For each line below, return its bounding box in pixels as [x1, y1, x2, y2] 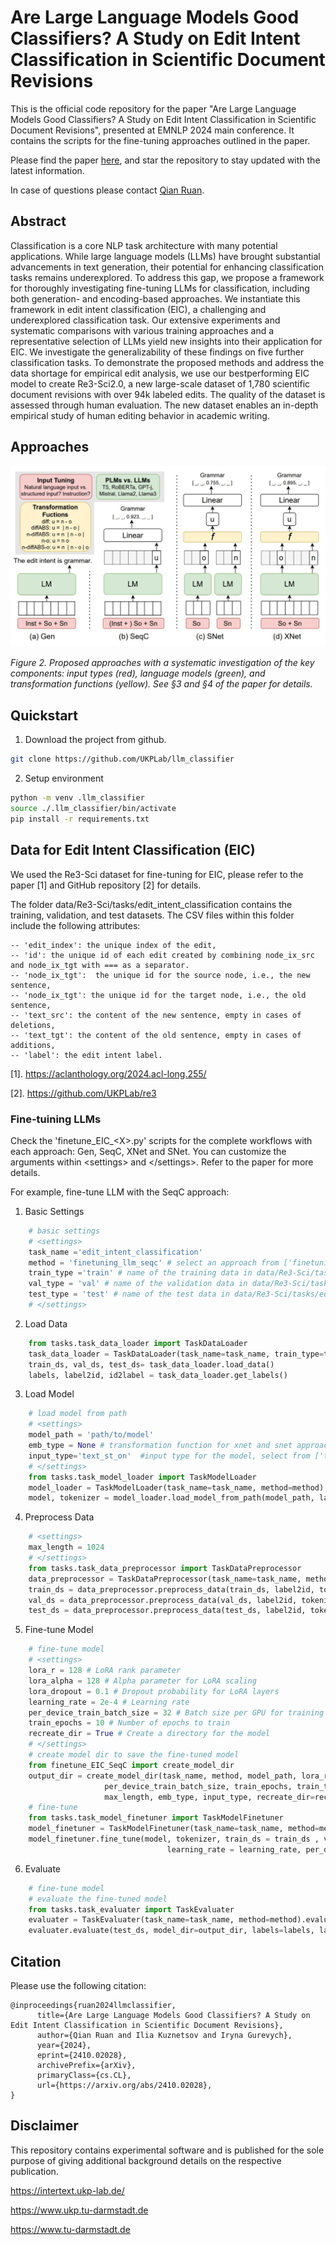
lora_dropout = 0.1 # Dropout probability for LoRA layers [28, 1686, 280, 1696]
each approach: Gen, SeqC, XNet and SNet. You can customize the [10, 1145, 287, 1157]
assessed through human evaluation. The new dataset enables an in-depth [10, 399, 319, 411]
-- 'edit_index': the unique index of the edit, [10, 940, 217, 950]
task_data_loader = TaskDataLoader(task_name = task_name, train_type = [28, 1349, 325, 1359]
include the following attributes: [10, 919, 141, 931]
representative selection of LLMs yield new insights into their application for [10, 335, 323, 347]
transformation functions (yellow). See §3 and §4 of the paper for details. [10, 678, 313, 690]
